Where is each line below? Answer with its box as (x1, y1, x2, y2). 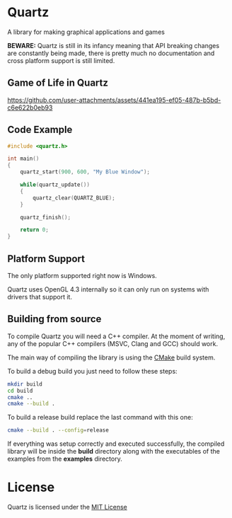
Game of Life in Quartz (7, 77, 108, 89)
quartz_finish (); (20, 214, 71, 221)
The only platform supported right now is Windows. (7, 272, 157, 280)
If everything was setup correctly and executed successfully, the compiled (7, 439, 225, 448)
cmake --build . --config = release (7, 427, 110, 434)
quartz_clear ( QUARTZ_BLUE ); (33, 194, 115, 202)
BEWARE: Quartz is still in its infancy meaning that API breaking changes (7, 41, 220, 50)
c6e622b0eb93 (7, 103, 53, 112)
